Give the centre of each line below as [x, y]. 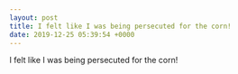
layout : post [34, 18]
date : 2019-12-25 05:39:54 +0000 [72, 34]
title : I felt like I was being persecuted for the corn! [120, 26]
